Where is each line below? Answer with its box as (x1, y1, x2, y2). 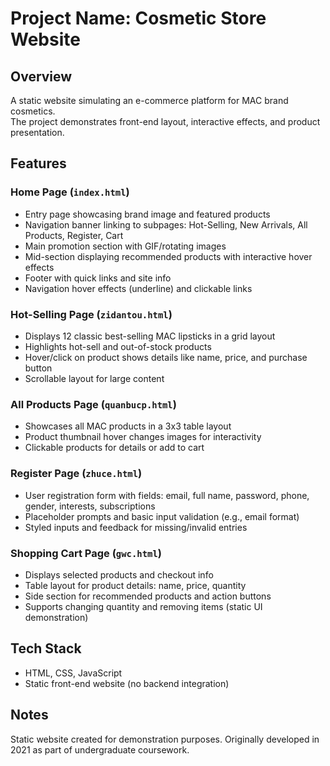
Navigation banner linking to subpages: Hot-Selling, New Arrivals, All (24, 218, 308, 231)
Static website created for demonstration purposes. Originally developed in (10, 733, 320, 745)
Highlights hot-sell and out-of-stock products (24, 340, 212, 352)
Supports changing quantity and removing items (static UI (24, 600, 263, 612)
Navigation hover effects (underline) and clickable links (24, 282, 253, 294)
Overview (10, 68, 73, 85)
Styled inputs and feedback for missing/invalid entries (24, 521, 248, 533)
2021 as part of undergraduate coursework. (10, 743, 190, 756)
